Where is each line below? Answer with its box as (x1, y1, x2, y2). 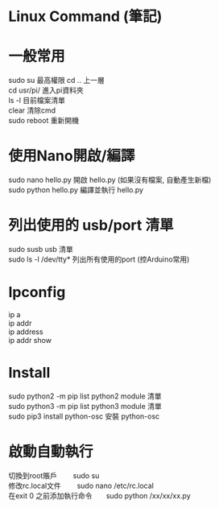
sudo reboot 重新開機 (8, 116, 79, 126)
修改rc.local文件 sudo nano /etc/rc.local (8, 481, 155, 490)
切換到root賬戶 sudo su (8, 470, 100, 480)
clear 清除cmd (8, 105, 56, 115)
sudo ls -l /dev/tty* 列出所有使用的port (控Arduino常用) (8, 254, 190, 264)
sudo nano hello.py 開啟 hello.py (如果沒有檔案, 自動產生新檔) (8, 175, 212, 185)
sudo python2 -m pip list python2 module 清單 (8, 391, 163, 401)
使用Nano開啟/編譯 (8, 147, 135, 165)
